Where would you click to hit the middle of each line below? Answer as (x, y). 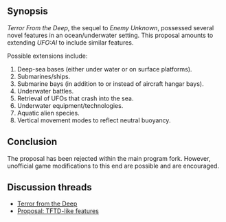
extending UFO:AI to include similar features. (70, 42)
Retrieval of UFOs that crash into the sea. (75, 98)
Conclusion (32, 142)
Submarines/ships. (44, 76)
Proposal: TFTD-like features (58, 211)
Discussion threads (49, 187)
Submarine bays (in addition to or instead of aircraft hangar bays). (110, 84)
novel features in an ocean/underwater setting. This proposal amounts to (110, 35)
